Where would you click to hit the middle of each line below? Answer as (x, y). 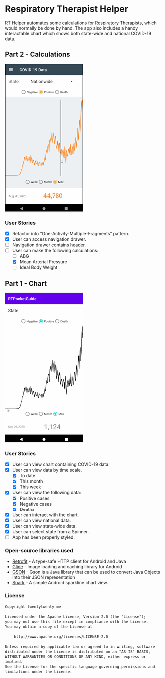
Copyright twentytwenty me (33, 607)
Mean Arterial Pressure (43, 262)
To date (28, 476)
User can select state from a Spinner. (50, 531)
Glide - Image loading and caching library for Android (67, 567)
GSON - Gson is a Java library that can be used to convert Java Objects (86, 572)
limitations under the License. (39, 672)
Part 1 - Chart (26, 283)
